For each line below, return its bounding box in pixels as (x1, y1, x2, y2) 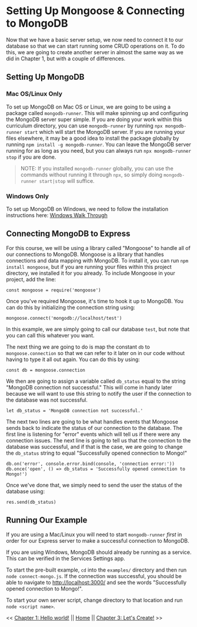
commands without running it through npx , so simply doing (20, 171, 163, 178)
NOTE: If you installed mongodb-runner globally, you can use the (20, 165, 173, 172)
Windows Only (6, 192, 49, 200)
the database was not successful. (6, 396, 88, 403)
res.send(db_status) (6, 499, 57, 505)
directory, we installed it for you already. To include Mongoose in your (6, 270, 175, 277)
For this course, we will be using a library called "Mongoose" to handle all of (6, 244, 191, 251)
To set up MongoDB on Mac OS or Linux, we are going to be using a (6, 103, 171, 110)
